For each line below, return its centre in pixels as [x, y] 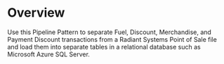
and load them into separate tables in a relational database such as [104, 47]
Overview [36, 13]
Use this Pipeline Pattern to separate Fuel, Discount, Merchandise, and [110, 32]
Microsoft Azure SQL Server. [48, 54]
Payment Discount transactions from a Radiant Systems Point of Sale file [112, 39]
